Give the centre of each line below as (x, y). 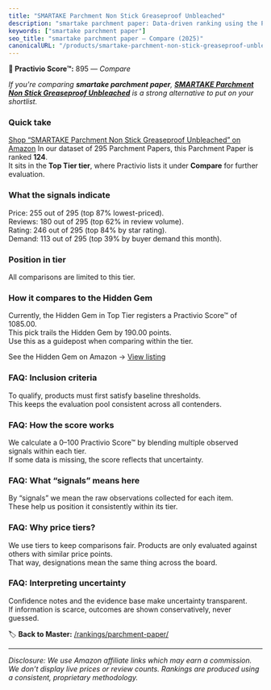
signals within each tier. (48, 451)
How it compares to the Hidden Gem (81, 298)
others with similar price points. (60, 554)
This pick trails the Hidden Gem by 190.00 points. (90, 332)
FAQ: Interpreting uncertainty (67, 583)
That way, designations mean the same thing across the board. (113, 562)
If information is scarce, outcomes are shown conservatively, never (120, 609)
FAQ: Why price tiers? (52, 528)
